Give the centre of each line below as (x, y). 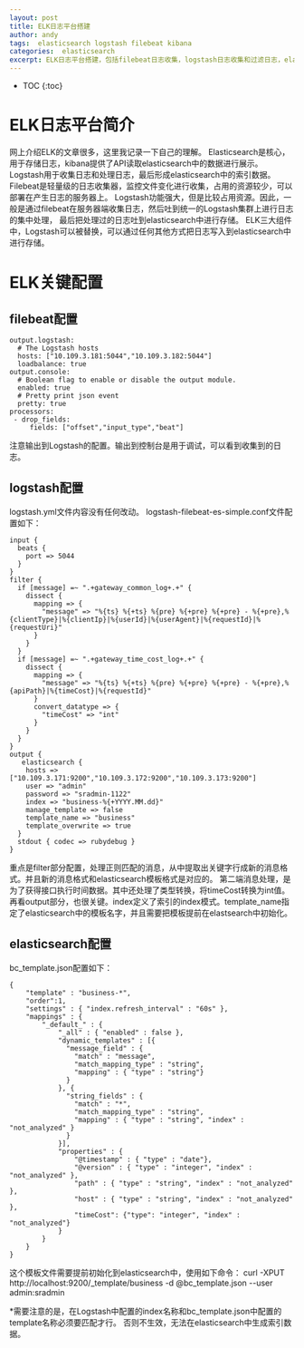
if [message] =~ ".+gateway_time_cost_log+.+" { (111, 659)
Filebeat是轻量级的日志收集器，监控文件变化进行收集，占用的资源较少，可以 (151, 186)
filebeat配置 (44, 319)
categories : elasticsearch (62, 52)
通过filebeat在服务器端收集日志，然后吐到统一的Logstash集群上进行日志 (159, 209)
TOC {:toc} (43, 86)
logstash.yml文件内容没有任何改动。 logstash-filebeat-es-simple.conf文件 (147, 511)
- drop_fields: (42, 419)
